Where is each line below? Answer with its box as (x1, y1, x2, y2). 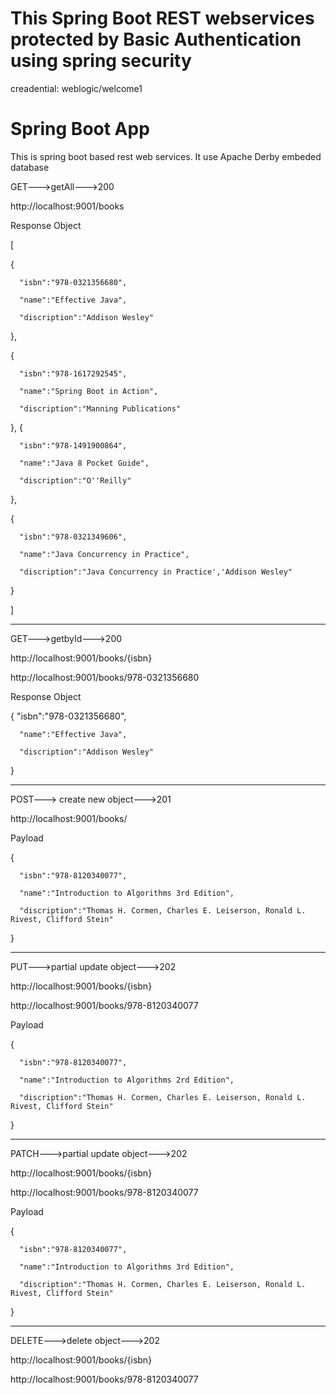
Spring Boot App (10, 118, 150, 141)
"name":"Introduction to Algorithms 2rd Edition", (19, 1075, 235, 1085)
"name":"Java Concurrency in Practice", (19, 549, 190, 559)
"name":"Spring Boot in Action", (19, 386, 159, 396)
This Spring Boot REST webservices (10, 7, 315, 30)
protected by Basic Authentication (10, 28, 302, 51)
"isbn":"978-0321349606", (19, 532, 128, 542)
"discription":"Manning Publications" (19, 403, 182, 414)
